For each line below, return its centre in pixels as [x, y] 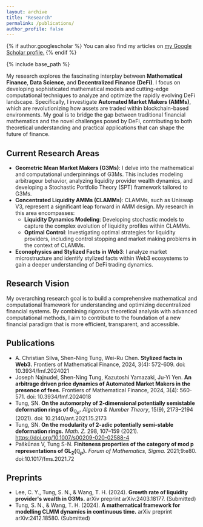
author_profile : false [35, 29]
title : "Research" [29, 18]
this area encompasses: [45, 213]
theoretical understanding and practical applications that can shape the [95, 127]
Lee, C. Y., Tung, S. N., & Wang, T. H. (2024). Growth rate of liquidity [101, 492]
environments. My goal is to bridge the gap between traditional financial [96, 115]
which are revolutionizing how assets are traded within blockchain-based [98, 108]
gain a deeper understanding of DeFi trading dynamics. [84, 265]
